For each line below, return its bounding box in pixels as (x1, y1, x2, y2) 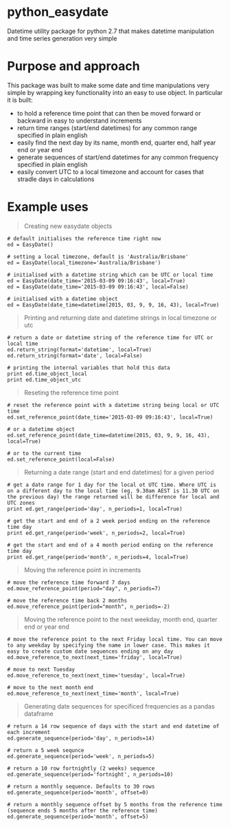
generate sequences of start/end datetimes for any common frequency (16, 153, 219, 161)
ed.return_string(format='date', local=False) (7, 352, 143, 359)
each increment (7, 729, 51, 735)
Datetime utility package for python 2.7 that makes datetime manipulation (7, 27, 214, 35)
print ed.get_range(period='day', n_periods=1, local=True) (7, 505, 183, 512)
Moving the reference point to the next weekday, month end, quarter (23, 615, 218, 623)
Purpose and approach (7, 59, 140, 74)
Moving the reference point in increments (23, 565, 141, 574)
